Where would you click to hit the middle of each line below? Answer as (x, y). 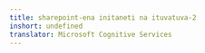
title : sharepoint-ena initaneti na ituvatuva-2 (103, 18)
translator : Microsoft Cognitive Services (91, 34)
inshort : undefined (46, 26)
